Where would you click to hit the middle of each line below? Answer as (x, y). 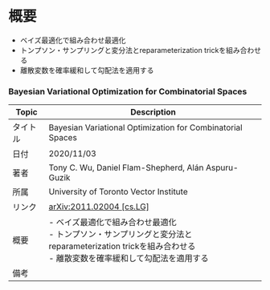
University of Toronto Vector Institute (118, 191)
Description (153, 112)
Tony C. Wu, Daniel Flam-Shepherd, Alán (126, 167)
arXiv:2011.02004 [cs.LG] (99, 207)
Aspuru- (222, 167)
